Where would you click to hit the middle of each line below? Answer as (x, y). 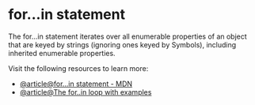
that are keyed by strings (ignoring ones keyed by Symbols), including (122, 44)
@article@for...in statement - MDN (76, 84)
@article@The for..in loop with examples (86, 92)
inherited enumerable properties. (62, 53)
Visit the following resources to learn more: (78, 68)
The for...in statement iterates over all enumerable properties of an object (127, 36)
